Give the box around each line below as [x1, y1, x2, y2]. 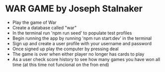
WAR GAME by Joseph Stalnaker [5, 3, 143, 14]
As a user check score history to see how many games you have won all [12, 56, 161, 62]
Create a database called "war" [12, 24, 77, 30]
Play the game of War [12, 19, 57, 25]
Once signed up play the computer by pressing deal [12, 46, 119, 52]
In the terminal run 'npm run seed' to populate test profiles [12, 30, 132, 36]
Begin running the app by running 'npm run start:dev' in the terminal [12, 35, 152, 41]
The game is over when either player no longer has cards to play [12, 51, 145, 57]
